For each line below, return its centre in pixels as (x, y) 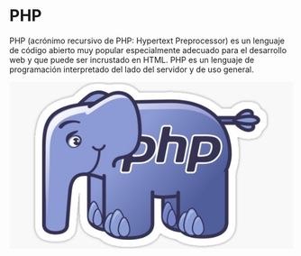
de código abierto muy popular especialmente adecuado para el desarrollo (148, 50)
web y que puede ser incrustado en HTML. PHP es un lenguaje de (132, 59)
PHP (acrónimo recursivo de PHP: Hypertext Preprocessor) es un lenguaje (147, 41)
